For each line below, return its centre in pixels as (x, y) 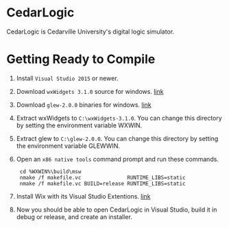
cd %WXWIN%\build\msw (50, 172)
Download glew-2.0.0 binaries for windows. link (84, 105)
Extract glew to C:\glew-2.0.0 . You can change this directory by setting (117, 138)
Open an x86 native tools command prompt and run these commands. (117, 159)
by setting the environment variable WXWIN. (79, 125)
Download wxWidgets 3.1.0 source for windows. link (90, 91)
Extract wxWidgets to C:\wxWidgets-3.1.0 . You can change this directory (119, 118)
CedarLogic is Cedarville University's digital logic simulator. (91, 31)
